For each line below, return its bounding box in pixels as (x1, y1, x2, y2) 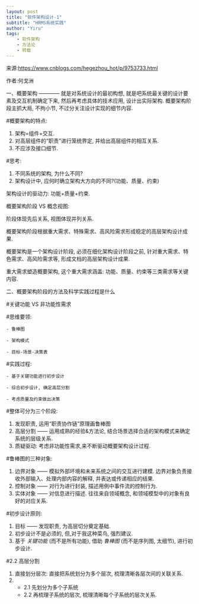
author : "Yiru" (6, 25, 44, 31)
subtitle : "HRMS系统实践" (6, 20, 67, 26)
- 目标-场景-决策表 (6, 349, 48, 355)
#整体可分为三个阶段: (6, 407, 58, 415)
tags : (6, 31, 20, 37)
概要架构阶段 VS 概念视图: (6, 203, 70, 210)
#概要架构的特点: (6, 117, 47, 124)
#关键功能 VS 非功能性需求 (6, 301, 72, 308)
